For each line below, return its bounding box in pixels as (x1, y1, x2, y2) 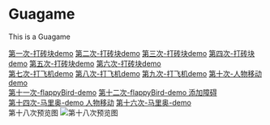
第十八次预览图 (8, 107, 58, 118)
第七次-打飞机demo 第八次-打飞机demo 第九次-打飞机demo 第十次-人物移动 (8, 68, 262, 78)
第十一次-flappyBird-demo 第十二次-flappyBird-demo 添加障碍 (8, 87, 217, 97)
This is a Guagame (8, 32, 71, 41)
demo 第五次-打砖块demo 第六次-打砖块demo (8, 58, 161, 68)
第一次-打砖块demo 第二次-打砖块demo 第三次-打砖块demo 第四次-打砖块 (8, 48, 255, 58)
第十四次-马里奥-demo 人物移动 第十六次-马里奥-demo (8, 97, 192, 107)
